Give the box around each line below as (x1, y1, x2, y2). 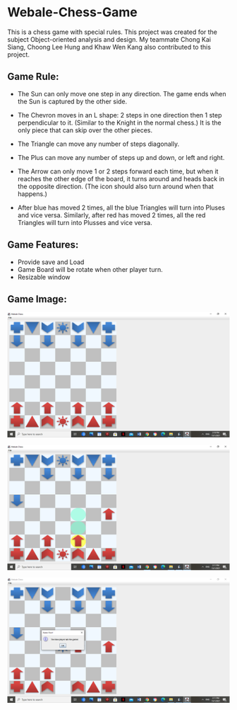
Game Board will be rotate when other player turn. (17, 265, 164, 273)
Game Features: (7, 239, 79, 251)
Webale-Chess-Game (7, 4, 138, 21)
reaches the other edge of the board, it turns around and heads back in (17, 174, 224, 183)
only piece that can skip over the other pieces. (17, 125, 153, 134)
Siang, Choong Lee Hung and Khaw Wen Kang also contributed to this (7, 42, 212, 51)
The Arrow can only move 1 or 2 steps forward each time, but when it (17, 167, 219, 176)
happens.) (17, 189, 48, 198)
